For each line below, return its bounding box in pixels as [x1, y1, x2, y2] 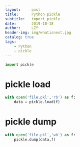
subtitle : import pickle [5, 16, 60, 21]
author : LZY [5, 26, 38, 31]
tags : [5, 39, 16, 44]
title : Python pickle [5, 12, 60, 17]
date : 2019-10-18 [5, 21, 54, 26]
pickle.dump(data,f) [14, 137, 56, 142]
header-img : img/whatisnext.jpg [5, 30, 71, 35]
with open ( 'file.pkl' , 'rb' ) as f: [5, 95, 76, 100]
